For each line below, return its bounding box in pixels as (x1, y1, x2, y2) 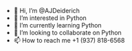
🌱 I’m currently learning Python (13, 21, 102, 29)
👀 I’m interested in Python (13, 14, 87, 22)
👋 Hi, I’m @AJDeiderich (13, 7, 80, 14)
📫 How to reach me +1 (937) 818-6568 (13, 37, 125, 44)
